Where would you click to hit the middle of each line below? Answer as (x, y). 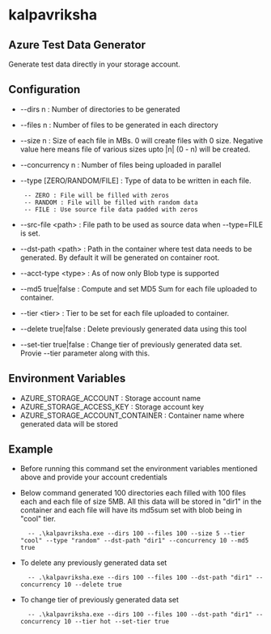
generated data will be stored (69, 423)
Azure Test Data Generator (77, 45)
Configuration (44, 89)
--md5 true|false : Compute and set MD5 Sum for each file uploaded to (138, 288)
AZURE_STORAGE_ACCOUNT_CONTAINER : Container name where (132, 415)
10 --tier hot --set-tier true (116, 622)
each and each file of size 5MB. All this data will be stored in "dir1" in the (141, 502)
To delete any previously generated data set (93, 563)
